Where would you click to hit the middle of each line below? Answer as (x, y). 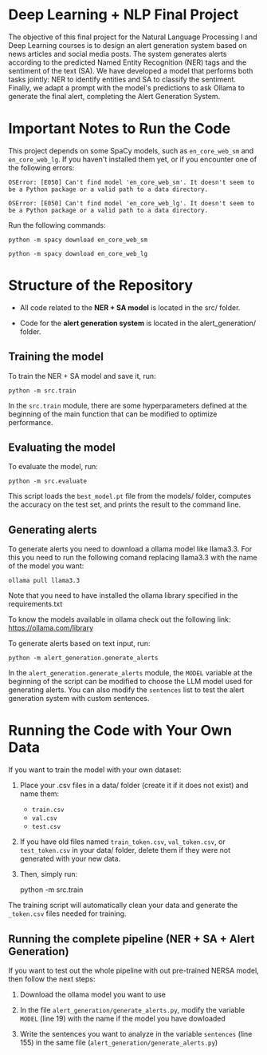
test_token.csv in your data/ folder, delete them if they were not (125, 850)
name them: (39, 794)
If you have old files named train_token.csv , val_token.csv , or (122, 842)
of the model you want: (46, 566)
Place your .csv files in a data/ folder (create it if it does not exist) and (134, 786)
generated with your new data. (70, 859)
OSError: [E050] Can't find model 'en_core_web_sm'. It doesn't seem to (132, 182)
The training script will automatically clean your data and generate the (123, 906)
